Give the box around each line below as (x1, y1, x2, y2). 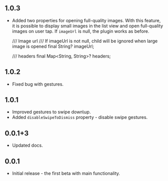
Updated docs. (12, 142, 43, 148)
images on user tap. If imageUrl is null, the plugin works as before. (12, 28, 150, 34)
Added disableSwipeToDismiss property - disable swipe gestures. (12, 114, 148, 120)
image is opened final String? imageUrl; (12, 43, 94, 49)
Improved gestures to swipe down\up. (12, 109, 91, 115)
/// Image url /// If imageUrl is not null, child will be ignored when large (12, 38, 158, 44)
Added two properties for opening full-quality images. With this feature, (12, 17, 161, 23)
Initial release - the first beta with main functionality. (12, 170, 121, 176)
